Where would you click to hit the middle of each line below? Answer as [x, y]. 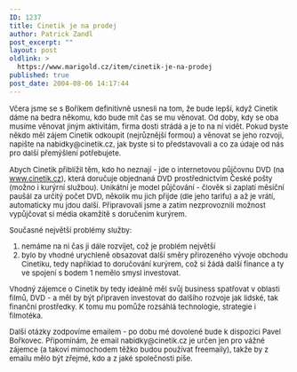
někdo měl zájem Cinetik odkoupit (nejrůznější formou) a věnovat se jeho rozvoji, [147, 135]
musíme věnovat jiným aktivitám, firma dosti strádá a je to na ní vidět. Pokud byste [149, 126]
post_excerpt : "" [41, 42]
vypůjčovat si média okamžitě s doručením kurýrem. [98, 214]
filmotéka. [26, 315]
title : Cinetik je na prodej [63, 26]
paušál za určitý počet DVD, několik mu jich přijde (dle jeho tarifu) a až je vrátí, [142, 196]
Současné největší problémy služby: [71, 230]
